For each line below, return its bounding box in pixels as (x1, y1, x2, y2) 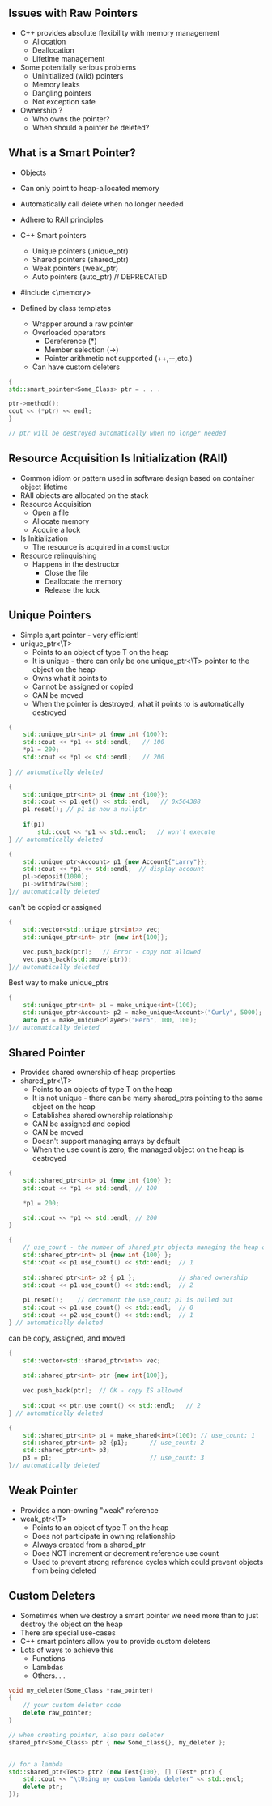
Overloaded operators (32, 327, 107, 337)
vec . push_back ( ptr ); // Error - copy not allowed (23, 948, 201, 956)
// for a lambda (8, 1760, 63, 1768)
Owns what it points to (32, 673, 108, 682)
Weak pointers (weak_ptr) (32, 263, 119, 273)
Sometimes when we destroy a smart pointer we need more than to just (19, 1610, 259, 1620)
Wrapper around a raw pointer (32, 319, 134, 329)
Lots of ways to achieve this (19, 1645, 114, 1655)
